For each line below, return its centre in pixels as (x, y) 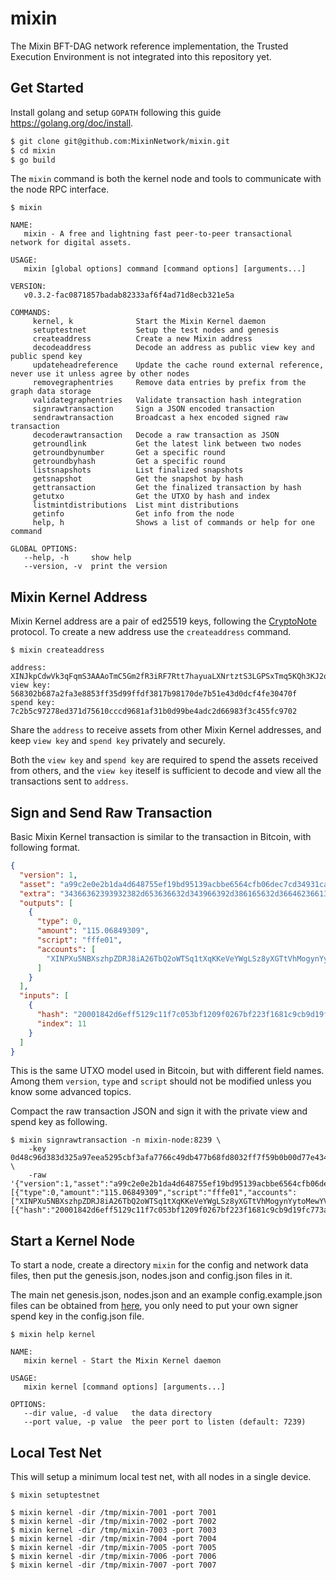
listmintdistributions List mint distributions (136, 505)
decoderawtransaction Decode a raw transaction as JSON (156, 435)
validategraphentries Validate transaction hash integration (167, 400)
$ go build (33, 160)
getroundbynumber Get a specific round (129, 453)
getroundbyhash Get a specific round (129, 462)
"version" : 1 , (48, 875)
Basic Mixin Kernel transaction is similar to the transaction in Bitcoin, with (161, 836)
